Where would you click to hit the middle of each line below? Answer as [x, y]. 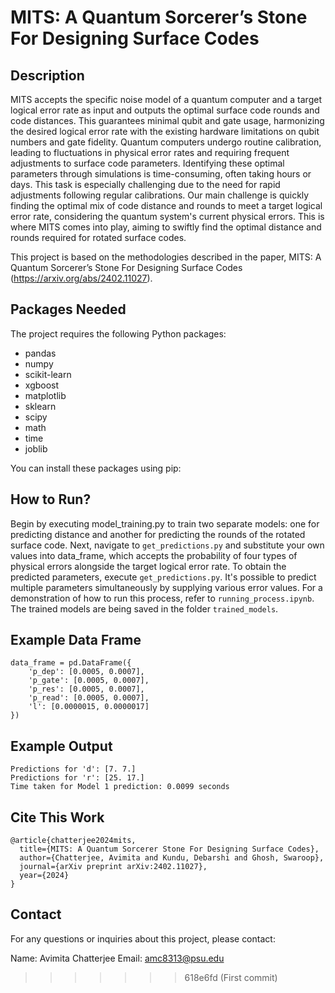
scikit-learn [48, 374]
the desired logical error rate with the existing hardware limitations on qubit [165, 131]
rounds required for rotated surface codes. [98, 237]
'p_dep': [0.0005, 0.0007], [86, 672]
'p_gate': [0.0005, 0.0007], [89, 681]
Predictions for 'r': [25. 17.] [77, 778]
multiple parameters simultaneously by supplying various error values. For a [166, 587]
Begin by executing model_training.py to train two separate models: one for [165, 523]
